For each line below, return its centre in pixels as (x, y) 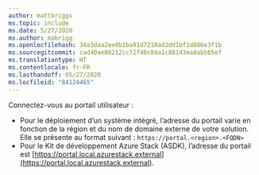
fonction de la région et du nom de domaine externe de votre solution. (134, 129)
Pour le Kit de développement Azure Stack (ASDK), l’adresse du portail (135, 146)
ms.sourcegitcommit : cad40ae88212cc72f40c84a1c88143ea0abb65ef (115, 52)
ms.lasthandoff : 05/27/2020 (55, 75)
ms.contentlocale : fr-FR (49, 68)
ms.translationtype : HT (48, 60)
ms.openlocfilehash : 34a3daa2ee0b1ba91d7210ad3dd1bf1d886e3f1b (115, 45)
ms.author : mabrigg (41, 38)
